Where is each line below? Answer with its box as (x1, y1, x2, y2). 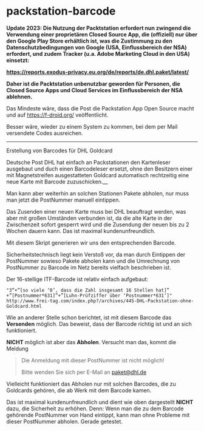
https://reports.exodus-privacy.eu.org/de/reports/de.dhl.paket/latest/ (6, 68, 189, 75)
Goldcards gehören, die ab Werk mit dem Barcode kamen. (6, 387, 152, 394)
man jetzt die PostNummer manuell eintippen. (6, 196, 120, 203)
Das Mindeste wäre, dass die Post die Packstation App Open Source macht (6, 104, 194, 112)
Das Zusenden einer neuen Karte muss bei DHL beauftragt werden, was (6, 208, 186, 215)
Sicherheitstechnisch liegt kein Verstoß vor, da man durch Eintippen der (6, 251, 186, 258)
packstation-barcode (6, 4, 116, 18)
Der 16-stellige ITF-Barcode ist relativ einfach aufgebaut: (6, 275, 149, 283)
